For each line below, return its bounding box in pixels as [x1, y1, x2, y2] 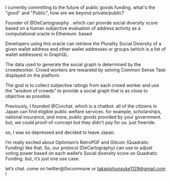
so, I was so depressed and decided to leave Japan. [5, 129, 115, 135]
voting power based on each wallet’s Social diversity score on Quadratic [5, 150, 158, 156]
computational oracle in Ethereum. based [5, 31, 92, 36]
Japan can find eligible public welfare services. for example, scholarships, [5, 109, 162, 114]
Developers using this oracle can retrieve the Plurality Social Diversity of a [5, 41, 162, 47]
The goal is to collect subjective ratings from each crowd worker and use [5, 82, 160, 88]
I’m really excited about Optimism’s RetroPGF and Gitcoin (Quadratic [5, 139, 149, 145]
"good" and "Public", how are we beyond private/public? [5, 10, 124, 16]
